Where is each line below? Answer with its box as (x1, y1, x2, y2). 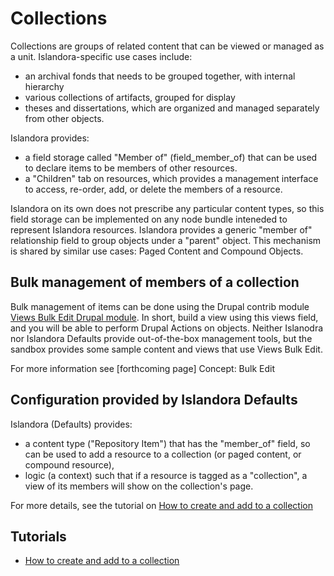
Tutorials (10, 528, 67, 545)
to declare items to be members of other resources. (24, 162, 238, 174)
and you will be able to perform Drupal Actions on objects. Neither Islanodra (10, 322, 324, 334)
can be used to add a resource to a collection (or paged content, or (24, 448, 302, 460)
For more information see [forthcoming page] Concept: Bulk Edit (10, 362, 276, 374)
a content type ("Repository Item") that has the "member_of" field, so (24, 437, 311, 449)
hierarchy (24, 80, 65, 92)
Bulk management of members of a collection (10, 274, 300, 291)
